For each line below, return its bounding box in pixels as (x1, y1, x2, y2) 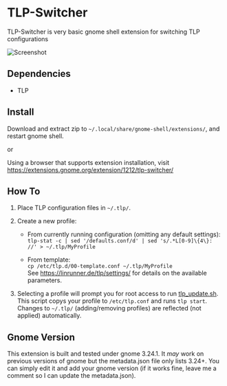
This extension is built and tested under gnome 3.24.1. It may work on (7, 350, 204, 358)
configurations (7, 34, 49, 43)
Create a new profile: (17, 217, 77, 225)
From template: (27, 256, 71, 264)
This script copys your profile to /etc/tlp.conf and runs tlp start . (17, 297, 208, 305)
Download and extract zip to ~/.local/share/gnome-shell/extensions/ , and (7, 124, 220, 133)
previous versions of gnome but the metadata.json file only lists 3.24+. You (7, 357, 220, 365)
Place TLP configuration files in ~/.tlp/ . (17, 204, 131, 212)
